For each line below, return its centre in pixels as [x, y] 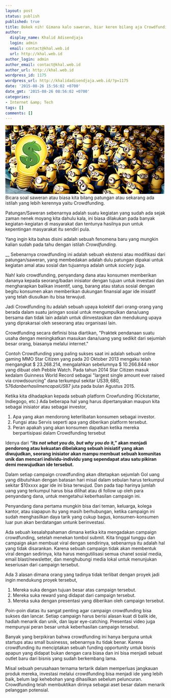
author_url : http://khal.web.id [39, 70]
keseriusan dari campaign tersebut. [42, 565]
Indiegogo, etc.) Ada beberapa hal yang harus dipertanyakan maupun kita [83, 402]
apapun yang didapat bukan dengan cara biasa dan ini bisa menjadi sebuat [84, 653]
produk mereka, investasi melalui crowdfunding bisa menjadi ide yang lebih [84, 674]
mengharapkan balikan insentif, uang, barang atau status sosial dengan [80, 286]
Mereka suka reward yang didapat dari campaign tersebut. [74, 595]
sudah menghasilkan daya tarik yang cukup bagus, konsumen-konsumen [82, 517]
